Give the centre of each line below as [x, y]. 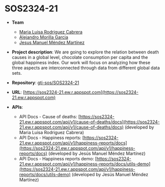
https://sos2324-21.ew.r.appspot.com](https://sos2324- [82, 92]
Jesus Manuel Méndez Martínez [52, 42]
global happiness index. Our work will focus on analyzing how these [81, 62]
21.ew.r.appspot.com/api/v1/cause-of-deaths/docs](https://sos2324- [89, 122]
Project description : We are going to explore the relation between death [85, 52]
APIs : [17, 107]
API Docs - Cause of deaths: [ [49, 116]
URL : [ [18, 92]
